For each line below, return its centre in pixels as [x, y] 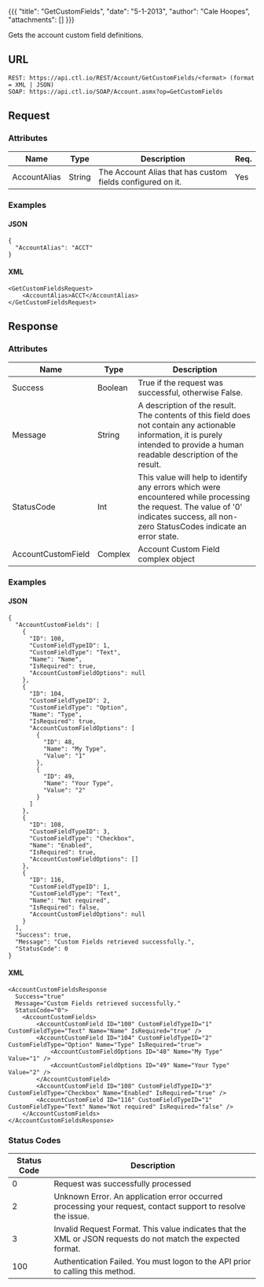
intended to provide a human [191, 444]
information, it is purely [180, 435]
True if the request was [181, 383]
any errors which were [180, 487]
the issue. [72, 1216]
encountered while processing [194, 497]
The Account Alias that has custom [163, 172]
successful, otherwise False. [191, 392]
